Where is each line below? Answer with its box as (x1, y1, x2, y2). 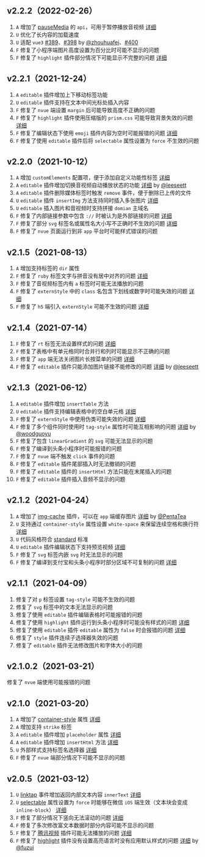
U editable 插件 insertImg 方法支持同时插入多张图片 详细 (15, 197, 159, 204)
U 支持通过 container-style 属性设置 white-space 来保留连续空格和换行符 (15, 520, 199, 527)
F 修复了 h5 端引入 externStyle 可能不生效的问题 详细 (15, 303, 149, 311)
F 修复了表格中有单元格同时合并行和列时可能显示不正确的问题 (15, 348, 170, 355)
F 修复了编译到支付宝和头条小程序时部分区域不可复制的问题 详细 (15, 558, 177, 565)
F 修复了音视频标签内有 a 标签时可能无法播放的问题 (15, 280, 144, 287)
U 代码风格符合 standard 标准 (15, 535, 88, 543)
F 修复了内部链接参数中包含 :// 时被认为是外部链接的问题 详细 (15, 212, 173, 219)
